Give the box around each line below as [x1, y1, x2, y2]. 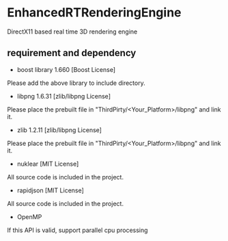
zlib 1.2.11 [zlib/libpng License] [16, 125, 102, 134]
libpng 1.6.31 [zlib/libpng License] [16, 92, 111, 100]
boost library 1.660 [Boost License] [16, 65, 116, 73]
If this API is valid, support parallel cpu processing [7, 226, 148, 234]
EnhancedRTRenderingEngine [7, 5, 182, 21]
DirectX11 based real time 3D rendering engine [7, 27, 138, 36]
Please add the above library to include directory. [7, 79, 145, 87]
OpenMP [16, 212, 42, 220]
